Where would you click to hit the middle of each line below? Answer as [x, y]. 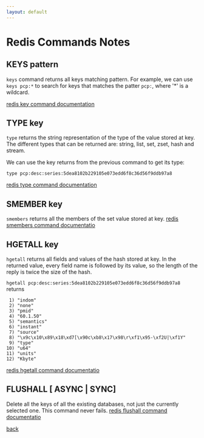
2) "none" [21, 306]
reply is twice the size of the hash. [49, 272]
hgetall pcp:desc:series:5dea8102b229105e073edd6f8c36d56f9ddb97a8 [93, 283]
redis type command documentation [52, 185]
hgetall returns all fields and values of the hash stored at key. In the [91, 259]
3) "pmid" [21, 311]
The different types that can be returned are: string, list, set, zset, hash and [100, 144]
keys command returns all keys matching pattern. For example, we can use [100, 79]
